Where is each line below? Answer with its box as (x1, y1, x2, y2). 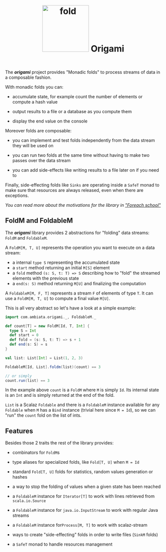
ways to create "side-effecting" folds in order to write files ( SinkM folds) (12, 532, 159, 538)
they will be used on (12, 142, 54, 148)
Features (5, 427, 33, 435)
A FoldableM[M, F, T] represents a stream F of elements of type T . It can (5, 290, 154, 296)
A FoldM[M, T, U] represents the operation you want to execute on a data (5, 245, 155, 250)
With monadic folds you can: (5, 84, 63, 90)
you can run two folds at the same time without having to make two (12, 152, 150, 158)
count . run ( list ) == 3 (5, 378, 50, 383)
